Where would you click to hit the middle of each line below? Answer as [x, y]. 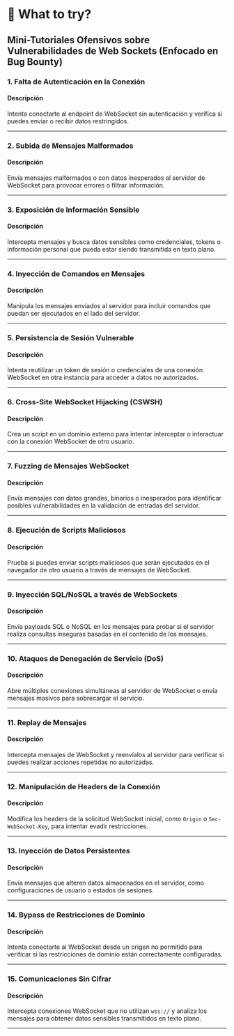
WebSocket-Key [28, 827]
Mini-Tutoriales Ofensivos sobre [78, 40]
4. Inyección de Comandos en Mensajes [76, 273]
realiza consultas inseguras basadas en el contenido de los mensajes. [107, 634]
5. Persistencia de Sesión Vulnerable [71, 338]
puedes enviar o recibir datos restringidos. [68, 121]
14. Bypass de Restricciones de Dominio [76, 915]
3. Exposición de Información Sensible [73, 210]
